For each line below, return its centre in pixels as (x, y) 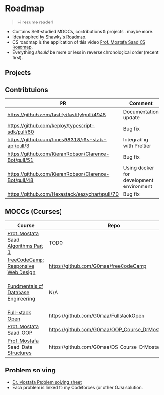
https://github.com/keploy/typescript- (51, 126)
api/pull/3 (19, 146)
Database (19, 292)
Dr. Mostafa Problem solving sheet (47, 382)
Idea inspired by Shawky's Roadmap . (49, 37)
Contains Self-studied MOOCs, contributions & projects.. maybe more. (83, 31)
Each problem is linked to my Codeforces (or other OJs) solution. (77, 387)
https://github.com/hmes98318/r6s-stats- (57, 140)
